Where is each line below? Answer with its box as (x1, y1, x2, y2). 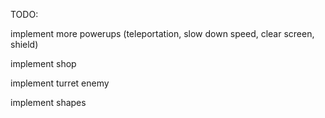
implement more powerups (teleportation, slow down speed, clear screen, (10, 28, 315, 39)
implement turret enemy (10, 77, 110, 89)
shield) (10, 39, 39, 50)
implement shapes (10, 97, 87, 108)
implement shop (10, 58, 77, 69)
